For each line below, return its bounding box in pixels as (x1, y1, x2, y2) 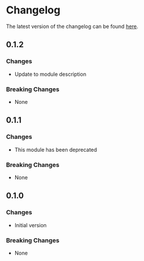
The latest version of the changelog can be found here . (6, 23, 139, 30)
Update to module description (14, 71, 86, 78)
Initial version (14, 221, 47, 228)
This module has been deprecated (14, 146, 97, 153)
